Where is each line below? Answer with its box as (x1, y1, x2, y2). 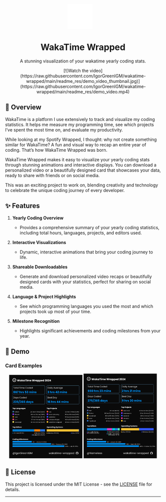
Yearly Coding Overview (12, 215, 64, 221)
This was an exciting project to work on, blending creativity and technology (5, 182, 158, 188)
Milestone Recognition (12, 318, 60, 324)
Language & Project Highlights (12, 294, 77, 300)
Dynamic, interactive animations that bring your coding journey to (19, 249, 153, 255)
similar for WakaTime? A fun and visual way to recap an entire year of (5, 141, 147, 147)
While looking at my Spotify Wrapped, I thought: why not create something (5, 136, 157, 142)
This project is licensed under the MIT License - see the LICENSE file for (5, 481, 152, 487)
